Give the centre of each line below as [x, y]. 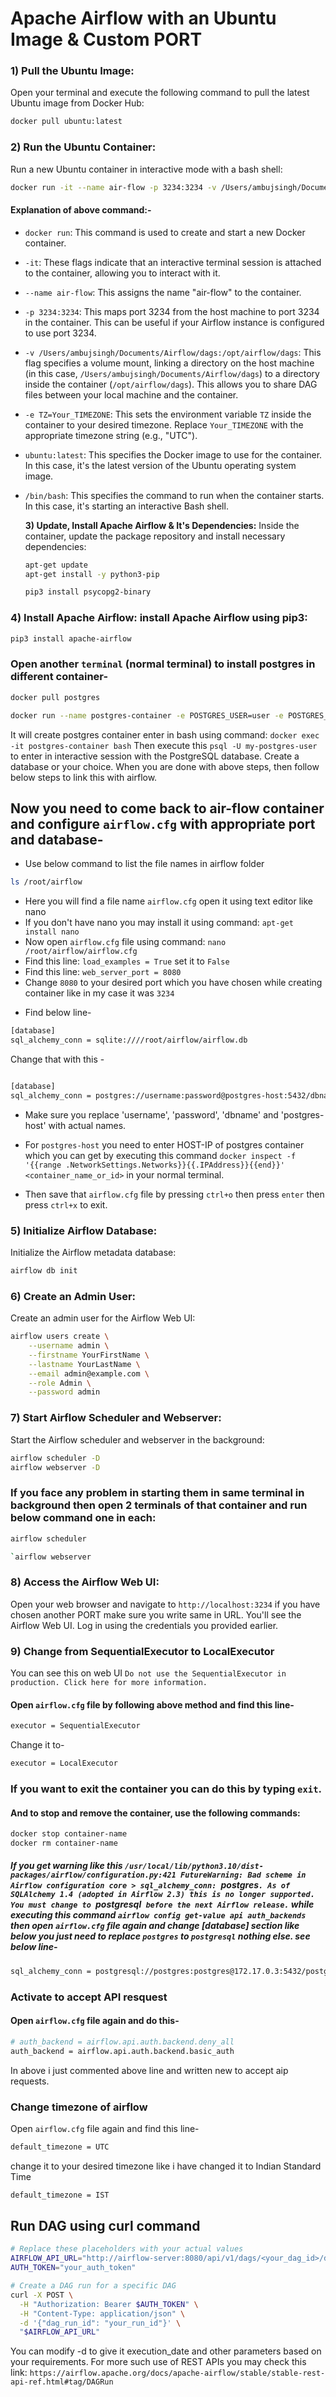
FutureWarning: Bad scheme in [243, 1875]
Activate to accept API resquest [89, 1997]
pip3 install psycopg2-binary [88, 592]
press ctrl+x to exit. [66, 1204]
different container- [59, 677]
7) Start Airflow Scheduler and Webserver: [116, 1418]
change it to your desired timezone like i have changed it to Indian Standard [166, 2166]
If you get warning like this [66, 1866]
